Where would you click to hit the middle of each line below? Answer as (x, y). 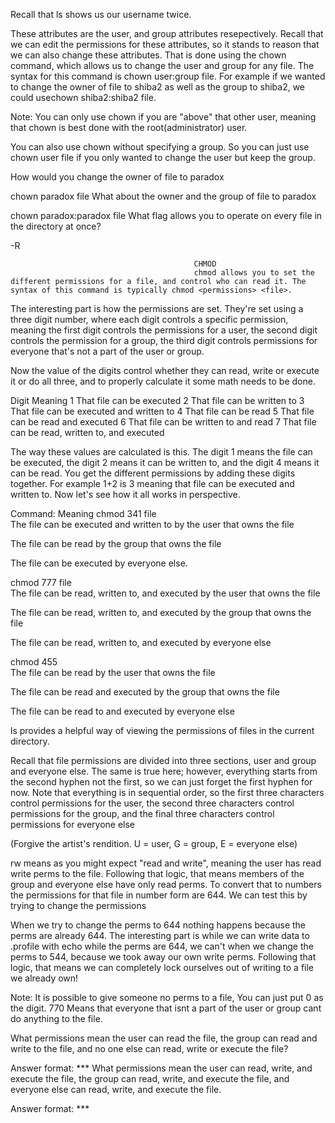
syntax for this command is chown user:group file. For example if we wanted (168, 76)
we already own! (44, 978)
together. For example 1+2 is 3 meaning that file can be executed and (152, 483)
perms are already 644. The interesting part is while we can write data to (160, 935)
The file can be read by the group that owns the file (116, 543)
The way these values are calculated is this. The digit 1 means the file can (161, 452)
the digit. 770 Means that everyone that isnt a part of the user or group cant (166, 1008)
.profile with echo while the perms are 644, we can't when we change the (162, 946)
